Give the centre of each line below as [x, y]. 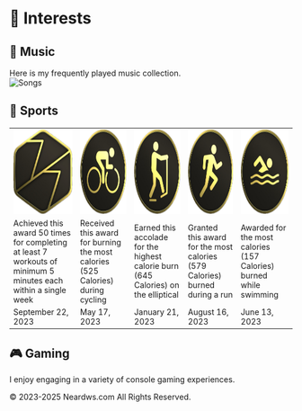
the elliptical [157, 295]
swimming [259, 295]
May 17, [95, 312]
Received [97, 223]
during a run [210, 295]
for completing [40, 242]
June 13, [257, 312]
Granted [203, 228]
